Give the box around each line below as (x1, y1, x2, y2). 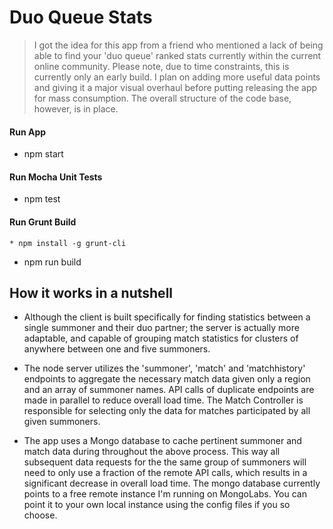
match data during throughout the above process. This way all (23, 446, 281, 458)
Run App (9, 126, 47, 138)
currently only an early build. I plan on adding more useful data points (33, 71, 321, 83)
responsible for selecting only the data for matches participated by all (23, 405, 311, 417)
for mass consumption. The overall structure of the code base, (33, 92, 292, 104)
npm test (23, 193, 61, 205)
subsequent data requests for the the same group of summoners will (23, 456, 307, 468)
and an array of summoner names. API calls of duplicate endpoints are (23, 384, 315, 396)
